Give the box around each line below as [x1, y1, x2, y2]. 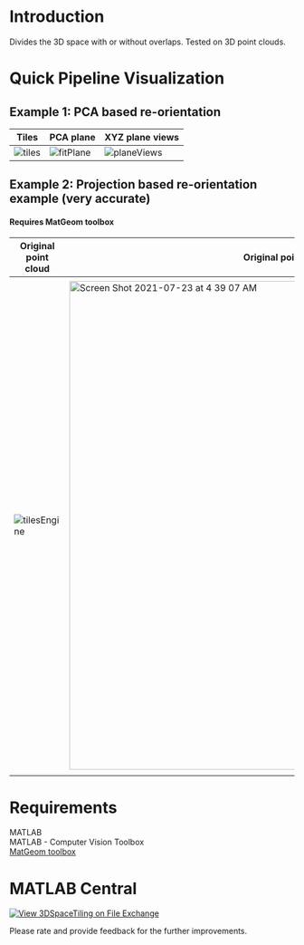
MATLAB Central [9, 878, 138, 899]
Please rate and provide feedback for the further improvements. [9, 926, 248, 937]
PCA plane [49, 130, 96, 143]
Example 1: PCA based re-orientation [9, 104, 222, 120]
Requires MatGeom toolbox [9, 216, 115, 227]
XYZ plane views [103, 130, 179, 143]
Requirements [9, 797, 118, 817]
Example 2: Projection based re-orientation [9, 177, 258, 192]
